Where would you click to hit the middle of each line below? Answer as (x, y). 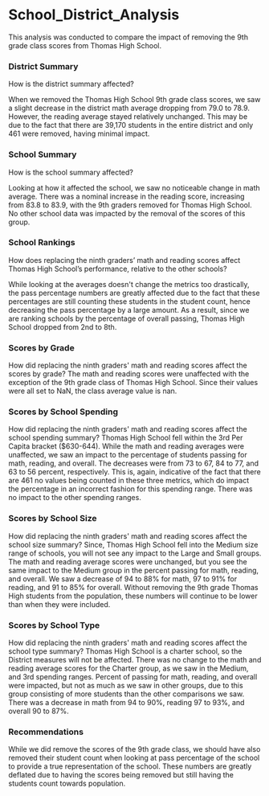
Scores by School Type (54, 625)
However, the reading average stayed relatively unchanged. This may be (128, 117)
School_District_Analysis (94, 15)
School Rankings (42, 243)
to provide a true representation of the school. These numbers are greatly (130, 766)
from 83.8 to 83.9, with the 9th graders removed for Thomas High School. (130, 205)
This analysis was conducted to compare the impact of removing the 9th (128, 37)
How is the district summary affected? (71, 84)
